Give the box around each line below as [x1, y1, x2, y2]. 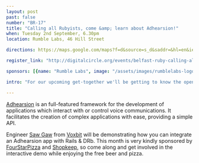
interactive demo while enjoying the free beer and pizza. [6, 149, 144, 157]
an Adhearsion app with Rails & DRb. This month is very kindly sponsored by [6, 137, 192, 144]
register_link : [6, 57, 44, 63]
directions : [6, 47, 36, 53]
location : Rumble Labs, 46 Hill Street [6, 36, 105, 42]
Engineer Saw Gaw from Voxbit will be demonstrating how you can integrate [6, 131, 192, 138]
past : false [6, 14, 36, 20]
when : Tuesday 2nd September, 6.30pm [6, 31, 99, 37]
